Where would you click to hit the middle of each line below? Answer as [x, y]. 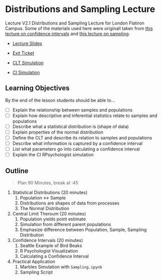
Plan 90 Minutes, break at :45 [48, 183]
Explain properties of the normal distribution [58, 132]
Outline [17, 171]
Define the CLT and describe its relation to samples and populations [82, 138]
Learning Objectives [37, 88]
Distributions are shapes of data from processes [69, 203]
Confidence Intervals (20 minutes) [48, 240]
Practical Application [34, 261]
